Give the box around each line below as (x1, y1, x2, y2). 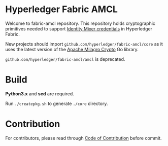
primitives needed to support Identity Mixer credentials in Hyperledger (5, 25, 153, 31)
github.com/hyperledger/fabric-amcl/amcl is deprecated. (5, 56, 125, 62)
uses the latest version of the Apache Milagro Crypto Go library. (5, 46, 139, 52)
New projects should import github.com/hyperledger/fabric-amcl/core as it (5, 41, 163, 47)
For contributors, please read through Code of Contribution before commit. (5, 135, 162, 141)
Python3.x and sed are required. (5, 90, 75, 97)
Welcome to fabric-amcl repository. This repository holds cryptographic (5, 20, 156, 26)
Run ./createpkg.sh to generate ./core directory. (5, 100, 108, 106)
